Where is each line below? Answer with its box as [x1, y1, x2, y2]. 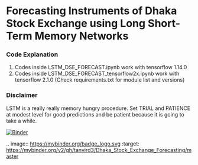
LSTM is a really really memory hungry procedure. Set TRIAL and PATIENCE [6, 105, 191, 112]
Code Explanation [6, 50, 59, 59]
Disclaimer [6, 91, 38, 99]
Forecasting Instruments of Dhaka [6, 4, 177, 18]
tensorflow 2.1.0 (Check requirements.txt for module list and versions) [14, 76, 185, 83]
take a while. [6, 117, 37, 124]
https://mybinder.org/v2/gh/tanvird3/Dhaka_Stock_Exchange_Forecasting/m [6, 146, 192, 153]
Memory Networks [34, 30, 129, 43]
